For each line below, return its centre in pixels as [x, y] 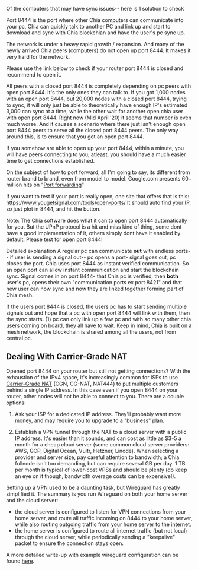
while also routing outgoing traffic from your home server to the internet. [103, 524]
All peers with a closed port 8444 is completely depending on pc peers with [99, 86]
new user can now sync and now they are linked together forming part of [95, 289]
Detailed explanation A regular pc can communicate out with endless [90, 251]
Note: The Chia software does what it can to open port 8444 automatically [97, 220]
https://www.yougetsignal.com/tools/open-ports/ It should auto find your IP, [98, 202]
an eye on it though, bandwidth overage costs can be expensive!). [95, 476]
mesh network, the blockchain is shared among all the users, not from [91, 332]
